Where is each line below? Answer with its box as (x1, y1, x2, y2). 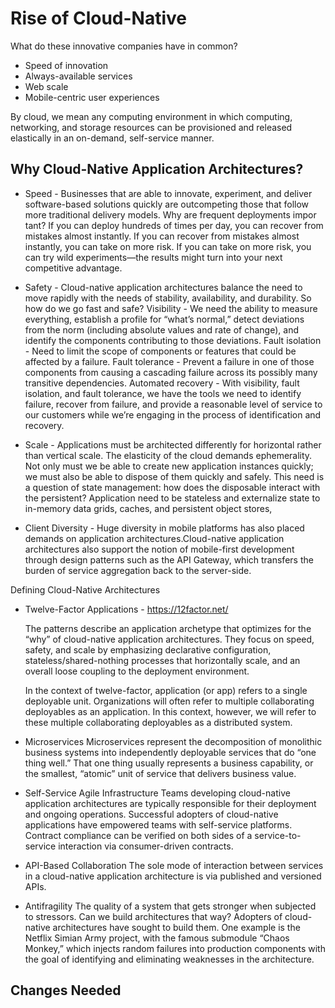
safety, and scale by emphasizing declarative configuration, (24, 643, 272, 656)
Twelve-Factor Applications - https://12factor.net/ (24, 603, 229, 615)
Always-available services (24, 70, 133, 82)
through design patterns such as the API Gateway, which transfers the (24, 553, 314, 566)
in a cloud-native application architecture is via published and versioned (24, 870, 322, 882)
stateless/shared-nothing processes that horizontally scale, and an (24, 654, 301, 666)
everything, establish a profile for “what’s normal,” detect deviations (24, 313, 305, 325)
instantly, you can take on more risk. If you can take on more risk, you (24, 240, 312, 252)
